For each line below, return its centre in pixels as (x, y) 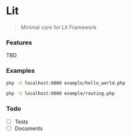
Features (19, 43)
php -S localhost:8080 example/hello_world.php (66, 83)
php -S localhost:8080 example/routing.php (60, 94)
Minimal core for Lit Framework (58, 27)
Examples (21, 71)
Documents (29, 128)
